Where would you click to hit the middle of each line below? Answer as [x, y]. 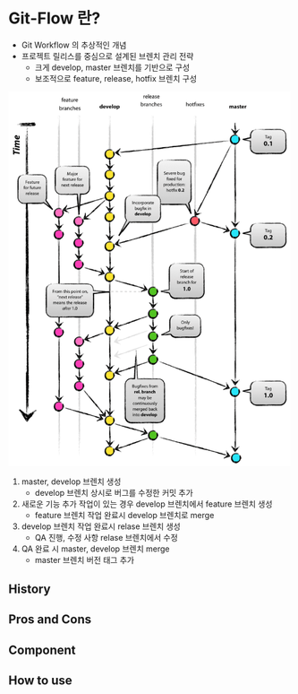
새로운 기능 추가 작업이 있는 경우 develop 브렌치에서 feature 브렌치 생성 [147, 504]
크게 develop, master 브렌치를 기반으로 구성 [112, 67]
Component [43, 650]
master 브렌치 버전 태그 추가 [85, 560]
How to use [40, 681]
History [30, 589]
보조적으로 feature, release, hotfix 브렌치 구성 [116, 78]
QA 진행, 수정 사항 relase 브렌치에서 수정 [106, 538]
